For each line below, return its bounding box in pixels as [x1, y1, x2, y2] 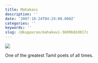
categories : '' [5, 21, 36, 26]
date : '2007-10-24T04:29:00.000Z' [5, 16, 76, 21]
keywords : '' [5, 25, 32, 30]
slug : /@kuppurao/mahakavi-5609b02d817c [5, 30, 89, 35]
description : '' [5, 12, 38, 17]
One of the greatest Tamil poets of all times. [5, 52, 94, 58]
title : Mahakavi [5, 7, 38, 12]
